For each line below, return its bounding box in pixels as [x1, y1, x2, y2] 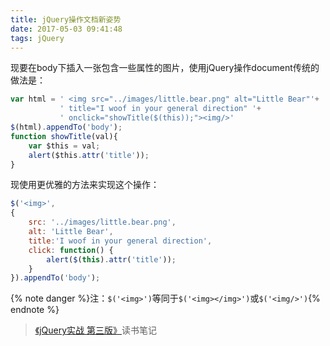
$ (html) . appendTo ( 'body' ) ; [10, 122, 123, 132]
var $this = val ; [28, 141, 101, 151]
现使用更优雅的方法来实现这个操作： [10, 179, 160, 191]
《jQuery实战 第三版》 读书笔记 [34, 324, 158, 336]
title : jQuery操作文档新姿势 [10, 14, 122, 25]
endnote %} [10, 304, 60, 316]
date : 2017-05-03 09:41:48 [10, 24, 123, 34]
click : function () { [28, 245, 114, 255]
